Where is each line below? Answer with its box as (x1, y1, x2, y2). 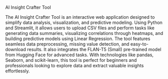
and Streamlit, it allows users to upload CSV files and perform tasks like (5, 25, 155, 31)
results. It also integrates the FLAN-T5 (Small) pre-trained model (27, 47, 161, 52)
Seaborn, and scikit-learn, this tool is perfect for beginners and (5, 57, 137, 63)
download (5, 47, 26, 52)
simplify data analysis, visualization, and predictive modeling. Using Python (5, 20, 163, 25)
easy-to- (130, 41, 149, 47)
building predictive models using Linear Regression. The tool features (5, 35, 151, 42)
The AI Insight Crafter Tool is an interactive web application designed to (5, 14, 155, 20)
